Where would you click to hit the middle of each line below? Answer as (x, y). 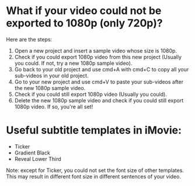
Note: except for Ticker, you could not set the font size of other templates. (95, 170)
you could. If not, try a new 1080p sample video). (73, 63)
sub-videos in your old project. (51, 75)
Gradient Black (32, 153)
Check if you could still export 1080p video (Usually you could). (91, 94)
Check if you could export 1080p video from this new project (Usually (98, 57)
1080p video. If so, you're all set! (54, 106)
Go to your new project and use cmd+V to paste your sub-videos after (99, 82)
